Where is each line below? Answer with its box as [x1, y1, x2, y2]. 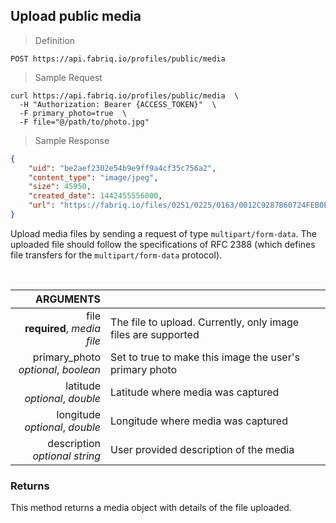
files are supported [110, 327, 200, 341]
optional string [32, 449, 102, 463]
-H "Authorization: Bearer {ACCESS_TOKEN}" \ [19, 99, 217, 109]
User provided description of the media [110, 442, 295, 456]
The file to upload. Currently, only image [110, 315, 300, 329]
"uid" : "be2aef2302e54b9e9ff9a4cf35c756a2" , [28, 163, 217, 173]
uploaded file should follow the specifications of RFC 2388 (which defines [10, 238, 316, 250]
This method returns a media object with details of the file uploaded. [10, 502, 292, 514]
